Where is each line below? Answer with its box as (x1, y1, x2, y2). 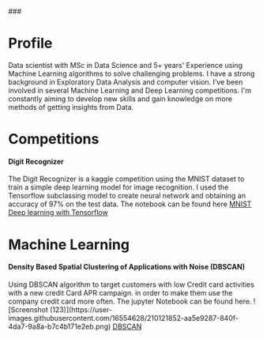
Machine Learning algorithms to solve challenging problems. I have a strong (8, 69, 255, 78)
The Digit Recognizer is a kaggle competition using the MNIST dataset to (8, 174, 245, 184)
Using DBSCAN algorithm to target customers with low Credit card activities (8, 280, 255, 289)
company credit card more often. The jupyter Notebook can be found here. (8, 296, 252, 306)
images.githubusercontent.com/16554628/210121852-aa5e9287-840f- (8, 313, 239, 322)
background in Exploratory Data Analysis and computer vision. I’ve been (8, 77, 243, 86)
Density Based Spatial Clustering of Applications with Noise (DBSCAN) (8, 262, 246, 272)
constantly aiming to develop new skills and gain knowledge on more (8, 94, 233, 104)
